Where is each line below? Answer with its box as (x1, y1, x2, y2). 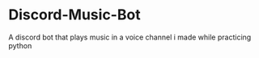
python (8, 40, 32, 50)
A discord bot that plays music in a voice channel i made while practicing (8, 32, 252, 42)
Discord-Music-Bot (8, 6, 141, 24)
